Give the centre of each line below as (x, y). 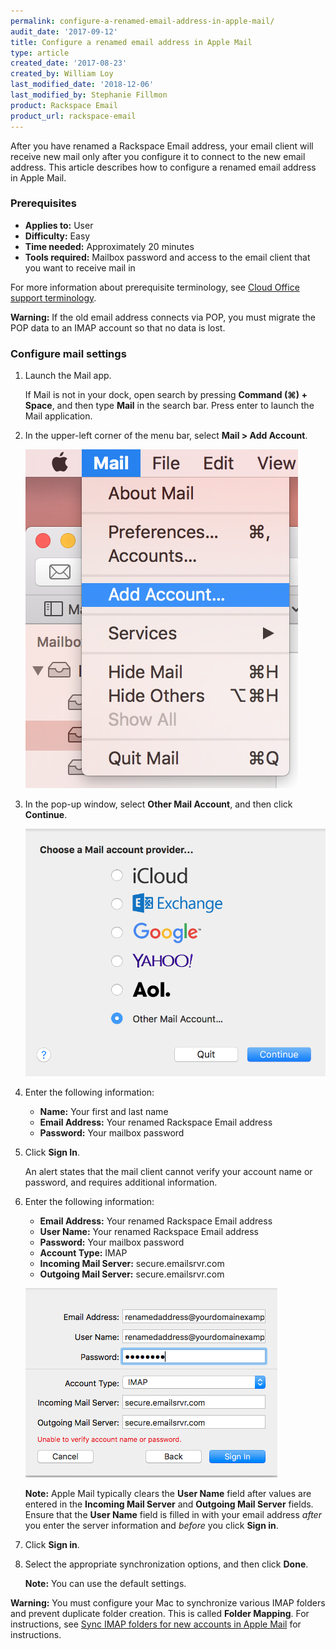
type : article (40, 53)
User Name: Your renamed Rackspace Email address (149, 1231)
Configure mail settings (68, 353)
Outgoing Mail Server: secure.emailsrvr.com (132, 1274)
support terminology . (53, 297)
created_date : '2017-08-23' (69, 63)
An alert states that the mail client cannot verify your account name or (168, 1171)
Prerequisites (43, 203)
